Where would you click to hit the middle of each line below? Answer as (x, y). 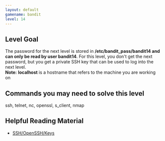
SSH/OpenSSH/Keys (33, 133)
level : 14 (15, 19)
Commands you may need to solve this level (75, 93)
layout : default (22, 10)
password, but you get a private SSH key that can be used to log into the (80, 62)
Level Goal (22, 39)
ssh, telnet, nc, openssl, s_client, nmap (45, 105)
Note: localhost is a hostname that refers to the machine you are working (80, 72)
